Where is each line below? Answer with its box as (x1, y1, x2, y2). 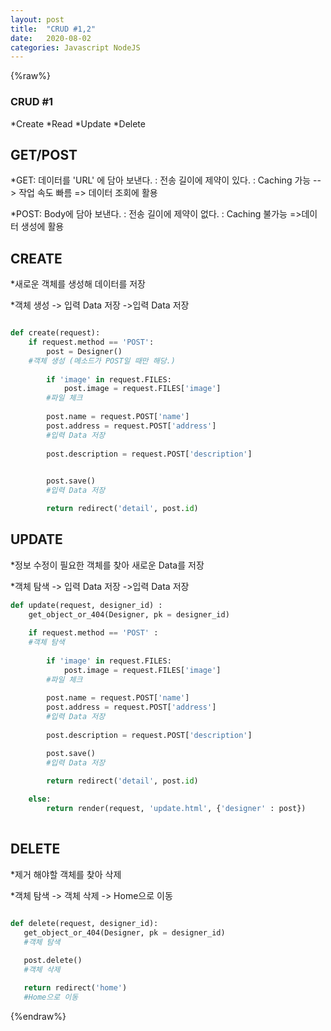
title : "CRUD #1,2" (10, 24, 97, 34)
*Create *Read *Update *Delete (10, 117, 146, 130)
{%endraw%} (10, 1010, 67, 1022)
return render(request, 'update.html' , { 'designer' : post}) (46, 804, 307, 814)
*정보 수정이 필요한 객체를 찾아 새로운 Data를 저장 (10, 559, 205, 571)
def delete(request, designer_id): (10, 918, 159, 928)
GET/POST (10, 146, 78, 163)
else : (28, 794, 52, 805)
